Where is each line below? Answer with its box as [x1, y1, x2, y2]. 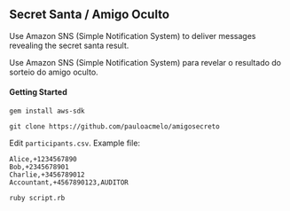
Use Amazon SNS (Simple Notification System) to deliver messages [9, 30, 256, 41]
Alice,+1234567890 [9, 155, 77, 164]
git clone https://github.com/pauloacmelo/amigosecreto [9, 122, 220, 131]
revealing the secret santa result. [9, 40, 129, 51]
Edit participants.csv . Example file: [9, 137, 140, 149]
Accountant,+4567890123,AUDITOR [9, 178, 129, 187]
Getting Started [9, 87, 68, 98]
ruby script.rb [9, 194, 66, 203]
